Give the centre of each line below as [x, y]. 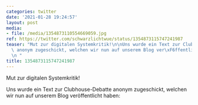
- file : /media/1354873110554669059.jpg [57, 34]
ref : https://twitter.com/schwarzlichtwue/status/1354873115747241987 [95, 39]
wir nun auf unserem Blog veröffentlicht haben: [63, 96]
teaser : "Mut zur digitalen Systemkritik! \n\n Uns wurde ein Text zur [93, 45]
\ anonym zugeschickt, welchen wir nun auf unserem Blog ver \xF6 [93, 50]
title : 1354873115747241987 [41, 61]
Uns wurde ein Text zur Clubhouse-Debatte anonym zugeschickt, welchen [97, 89]
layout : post [22, 22]
